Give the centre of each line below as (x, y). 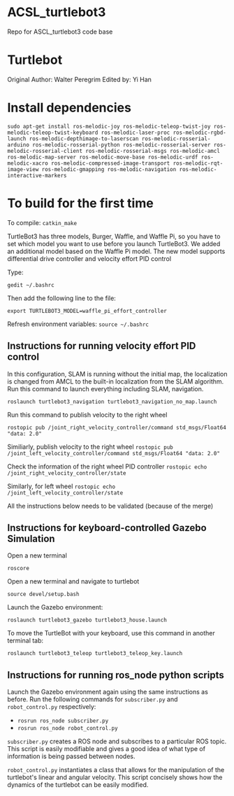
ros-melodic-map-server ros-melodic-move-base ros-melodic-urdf (103, 157)
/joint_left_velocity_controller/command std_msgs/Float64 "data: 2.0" (114, 453)
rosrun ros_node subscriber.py (63, 721)
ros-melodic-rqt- (198, 163)
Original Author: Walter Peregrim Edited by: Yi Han (80, 79)
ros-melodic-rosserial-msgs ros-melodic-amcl (152, 151)
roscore (19, 569)
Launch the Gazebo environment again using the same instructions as (108, 692)
